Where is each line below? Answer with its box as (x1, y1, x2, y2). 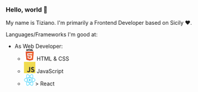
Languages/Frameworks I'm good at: (5, 31, 98, 38)
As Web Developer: (14, 42, 63, 50)
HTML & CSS (36, 55, 69, 62)
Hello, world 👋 (5, 5, 48, 14)
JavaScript (36, 68, 64, 75)
